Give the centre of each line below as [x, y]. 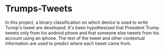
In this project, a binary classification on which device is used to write [77, 22]
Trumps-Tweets [39, 9]
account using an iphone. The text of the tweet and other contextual [75, 38]
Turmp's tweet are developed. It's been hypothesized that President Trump [82, 27]
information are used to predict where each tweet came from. [68, 43]
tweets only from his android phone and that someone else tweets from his [82, 33]
